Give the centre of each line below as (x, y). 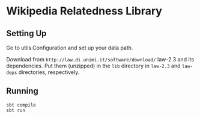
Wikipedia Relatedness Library (84, 11)
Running (23, 91)
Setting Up (26, 33)
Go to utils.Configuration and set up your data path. (70, 48)
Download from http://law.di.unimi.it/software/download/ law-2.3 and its (100, 59)
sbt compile (21, 105)
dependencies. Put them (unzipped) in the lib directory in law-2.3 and (93, 66)
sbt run (16, 110)
